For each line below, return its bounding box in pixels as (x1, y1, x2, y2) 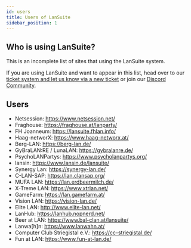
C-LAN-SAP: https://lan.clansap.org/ (14, 172, 106, 179)
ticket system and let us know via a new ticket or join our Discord (6, 76, 166, 83)
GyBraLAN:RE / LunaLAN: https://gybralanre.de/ (14, 147, 133, 154)
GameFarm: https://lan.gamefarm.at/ (14, 191, 106, 198)
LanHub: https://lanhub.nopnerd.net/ (14, 210, 106, 217)
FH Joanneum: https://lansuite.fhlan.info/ (14, 128, 116, 135)
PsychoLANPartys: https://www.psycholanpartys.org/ (14, 153, 147, 160)
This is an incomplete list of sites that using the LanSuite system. (6, 58, 165, 65)
